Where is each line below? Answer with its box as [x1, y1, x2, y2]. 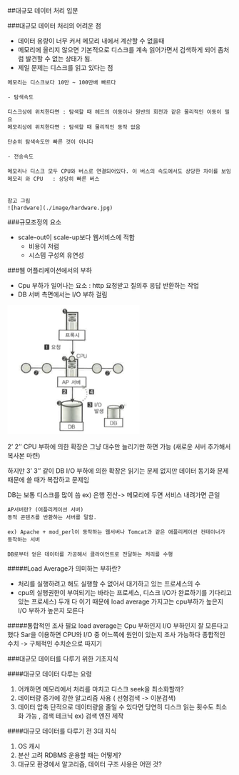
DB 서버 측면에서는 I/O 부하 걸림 [17, 290, 108, 299]
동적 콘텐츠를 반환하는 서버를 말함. [7, 514, 97, 521]
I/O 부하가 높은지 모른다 [17, 606, 84, 614]
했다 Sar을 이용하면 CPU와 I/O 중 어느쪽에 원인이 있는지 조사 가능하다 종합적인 [7, 631, 226, 639]
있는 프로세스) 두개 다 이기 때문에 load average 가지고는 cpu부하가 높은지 [17, 597, 223, 606]
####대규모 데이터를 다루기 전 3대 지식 [7, 727, 117, 735]
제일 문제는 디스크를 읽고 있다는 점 [17, 64, 113, 71]
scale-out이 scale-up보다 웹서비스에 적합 [17, 233, 136, 241]
